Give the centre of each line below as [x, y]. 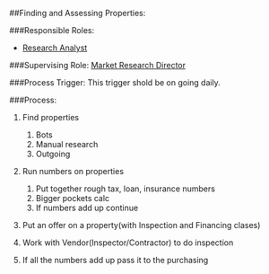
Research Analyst [55, 48]
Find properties [50, 117]
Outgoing [53, 154]
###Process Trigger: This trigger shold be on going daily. [115, 83]
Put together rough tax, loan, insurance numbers [125, 189]
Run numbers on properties [73, 171]
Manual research [67, 144]
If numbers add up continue [87, 208]
